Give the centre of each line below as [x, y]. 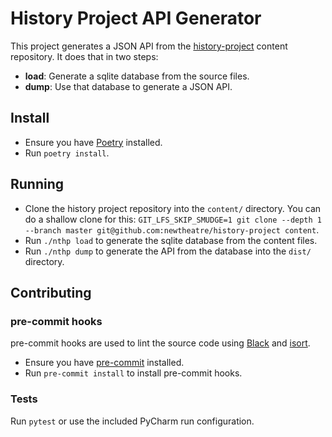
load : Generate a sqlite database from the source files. [137, 76]
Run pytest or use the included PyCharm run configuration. [132, 421]
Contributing [51, 292]
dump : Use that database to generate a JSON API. [128, 86]
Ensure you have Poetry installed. [93, 142]
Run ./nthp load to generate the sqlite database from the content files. [171, 240]
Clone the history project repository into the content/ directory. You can [173, 208]
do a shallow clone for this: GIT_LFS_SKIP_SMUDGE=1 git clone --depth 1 [173, 219]
